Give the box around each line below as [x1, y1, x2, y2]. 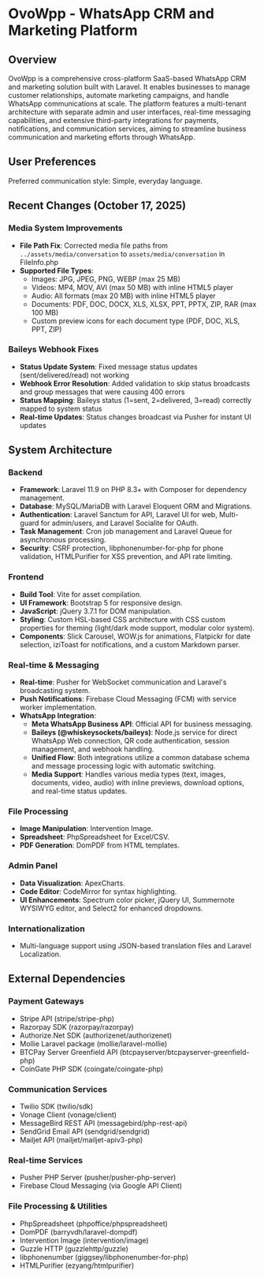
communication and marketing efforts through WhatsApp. [8, 132, 195, 142]
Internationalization [8, 923, 85, 934]
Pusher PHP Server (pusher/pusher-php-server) [19, 1172, 177, 1183]
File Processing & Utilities [8, 1201, 108, 1212]
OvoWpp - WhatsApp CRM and [8, 5, 214, 23]
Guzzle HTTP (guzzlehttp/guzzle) [19, 1243, 128, 1254]
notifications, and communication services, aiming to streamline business [8, 124, 247, 133]
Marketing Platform [8, 21, 138, 39]
